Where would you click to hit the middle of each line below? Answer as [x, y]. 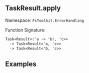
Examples [21, 64]
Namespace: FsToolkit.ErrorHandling [44, 20]
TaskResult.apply [33, 8]
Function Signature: [25, 30]
